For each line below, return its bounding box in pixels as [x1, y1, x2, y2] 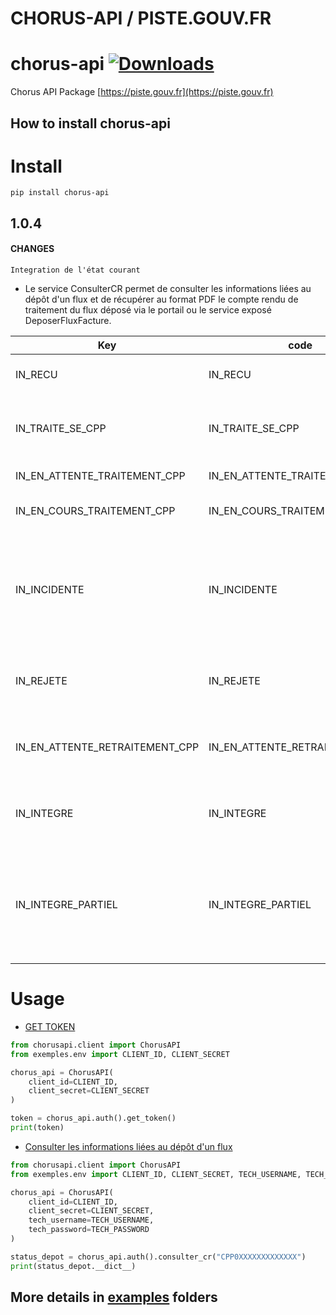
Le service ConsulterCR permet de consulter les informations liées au [24, 283, 312, 295]
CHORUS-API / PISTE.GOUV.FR [10, 7, 272, 30]
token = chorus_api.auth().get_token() [10, 1113, 177, 1124]
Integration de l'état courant [10, 265, 141, 276]
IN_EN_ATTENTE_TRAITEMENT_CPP [15, 469, 186, 483]
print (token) [10, 1123, 65, 1133]
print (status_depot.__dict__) [10, 1261, 137, 1271]
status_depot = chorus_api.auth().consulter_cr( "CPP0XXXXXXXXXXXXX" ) [10, 1252, 307, 1262]
